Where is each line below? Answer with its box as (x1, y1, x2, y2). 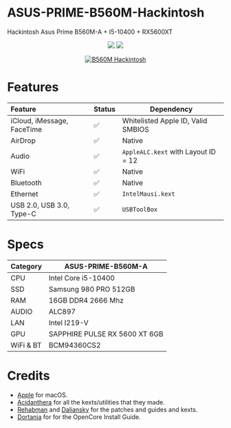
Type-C (10, 209, 36, 218)
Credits (7, 368, 50, 383)
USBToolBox (122, 205, 158, 213)
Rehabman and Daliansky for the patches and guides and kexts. (16, 405, 198, 414)
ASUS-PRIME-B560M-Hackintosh (7, 5, 205, 21)
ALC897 (48, 307, 76, 316)
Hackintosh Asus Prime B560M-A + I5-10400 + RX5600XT (7, 28, 173, 36)
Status (93, 104, 115, 114)
